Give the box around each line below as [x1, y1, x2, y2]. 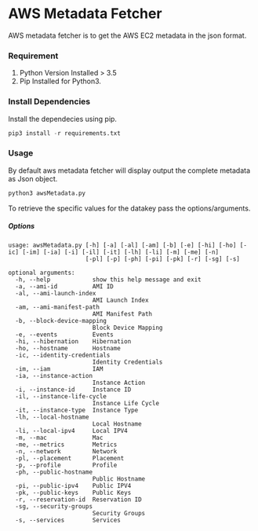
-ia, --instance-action [15, 372, 93, 379]
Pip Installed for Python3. [19, 76, 102, 86]
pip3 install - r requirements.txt [8, 129, 122, 137]
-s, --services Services [15, 516, 122, 524]
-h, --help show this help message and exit [15, 276, 202, 284]
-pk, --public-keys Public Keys [15, 489, 132, 496]
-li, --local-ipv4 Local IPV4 [15, 427, 128, 434]
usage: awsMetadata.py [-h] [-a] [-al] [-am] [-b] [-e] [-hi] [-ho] [8, 241, 237, 249]
